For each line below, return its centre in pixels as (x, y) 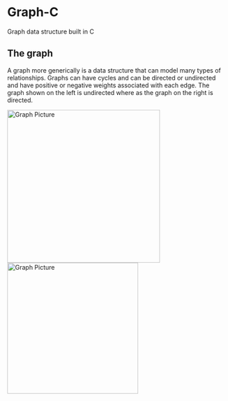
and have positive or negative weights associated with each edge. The (108, 85)
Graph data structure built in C (51, 31)
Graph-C (33, 12)
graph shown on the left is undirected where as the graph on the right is (111, 92)
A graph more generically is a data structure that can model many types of (114, 70)
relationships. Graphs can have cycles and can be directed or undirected (112, 78)
